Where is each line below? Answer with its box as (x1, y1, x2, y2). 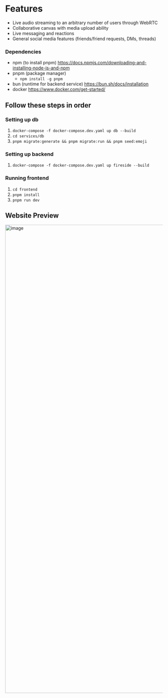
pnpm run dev (12, 197, 40, 203)
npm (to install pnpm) (12, 60, 56, 66)
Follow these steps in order (5, 101, 91, 110)
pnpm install (12, 192, 40, 197)
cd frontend (12, 187, 37, 192)
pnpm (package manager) (12, 70, 66, 76)
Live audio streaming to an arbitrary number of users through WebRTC (12, 20, 158, 26)
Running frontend (5, 174, 49, 181)
